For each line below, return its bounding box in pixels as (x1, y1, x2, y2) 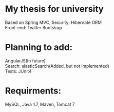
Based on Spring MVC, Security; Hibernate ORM (5, 19, 102, 25)
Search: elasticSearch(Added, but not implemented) (5, 63, 110, 69)
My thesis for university (5, 3, 104, 15)
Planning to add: (5, 42, 73, 53)
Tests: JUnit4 (5, 68, 32, 74)
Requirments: (5, 85, 61, 96)
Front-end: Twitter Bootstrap (5, 24, 62, 30)
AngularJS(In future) (5, 57, 46, 64)
